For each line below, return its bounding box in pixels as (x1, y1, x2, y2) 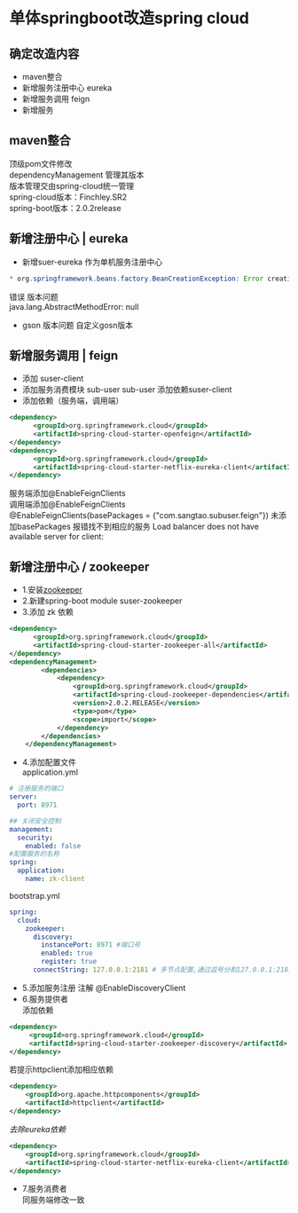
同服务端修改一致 (21, 1194, 85, 1205)
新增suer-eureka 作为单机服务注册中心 (21, 256, 162, 267)
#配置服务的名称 (9, 849, 60, 859)
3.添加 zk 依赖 (21, 607, 74, 618)
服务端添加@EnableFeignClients (9, 488, 126, 499)
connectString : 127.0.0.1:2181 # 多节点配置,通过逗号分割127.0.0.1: (32, 965, 277, 974)
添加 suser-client (21, 374, 84, 384)
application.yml (21, 767, 78, 777)
